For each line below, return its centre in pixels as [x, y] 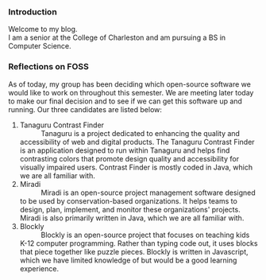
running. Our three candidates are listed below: [85, 109]
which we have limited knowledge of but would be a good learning [128, 260]
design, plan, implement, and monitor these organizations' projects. [130, 209]
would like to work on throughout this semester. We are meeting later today [131, 92]
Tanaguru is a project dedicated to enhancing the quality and [141, 133]
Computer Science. [40, 46]
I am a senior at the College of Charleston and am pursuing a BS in [117, 37]
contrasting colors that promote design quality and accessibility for [129, 158]
